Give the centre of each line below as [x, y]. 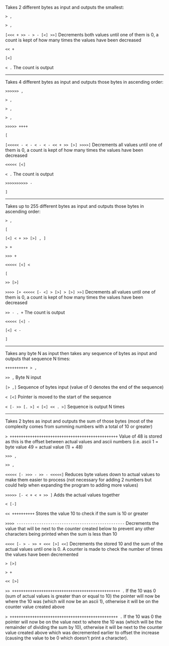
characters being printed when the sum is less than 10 [61, 534]
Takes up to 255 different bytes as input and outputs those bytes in [75, 206]
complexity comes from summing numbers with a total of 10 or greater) [79, 426]
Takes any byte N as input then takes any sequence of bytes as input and [81, 353]
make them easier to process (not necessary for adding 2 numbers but [78, 480]
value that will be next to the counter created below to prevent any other [80, 528]
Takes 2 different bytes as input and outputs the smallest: [65, 7]
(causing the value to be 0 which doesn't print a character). [67, 638]
